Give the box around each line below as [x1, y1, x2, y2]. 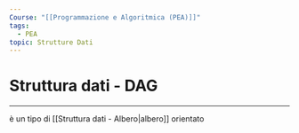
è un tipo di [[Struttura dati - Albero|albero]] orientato [9, 113, 205, 124]
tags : [9, 21, 29, 30]
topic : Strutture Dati [9, 37, 93, 47]
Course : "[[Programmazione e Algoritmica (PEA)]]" [9, 12, 201, 22]
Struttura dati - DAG [9, 76, 158, 96]
